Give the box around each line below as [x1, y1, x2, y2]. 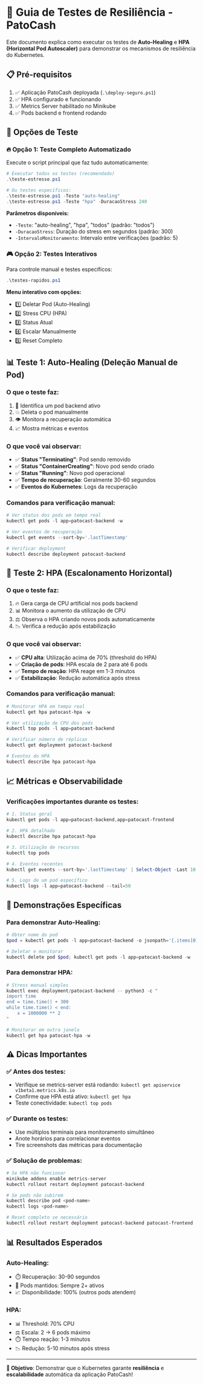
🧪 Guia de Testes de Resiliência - [6, 5, 173, 19]
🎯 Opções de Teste [6, 127, 79, 138]
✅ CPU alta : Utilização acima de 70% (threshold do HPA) [14, 654, 157, 661]
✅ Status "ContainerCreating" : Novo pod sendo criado [14, 462, 155, 470]
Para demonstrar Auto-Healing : [6, 918, 101, 927]
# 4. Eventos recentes [6, 860, 63, 867]
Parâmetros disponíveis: [6, 209, 69, 217]
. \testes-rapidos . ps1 [6, 278, 61, 284]
